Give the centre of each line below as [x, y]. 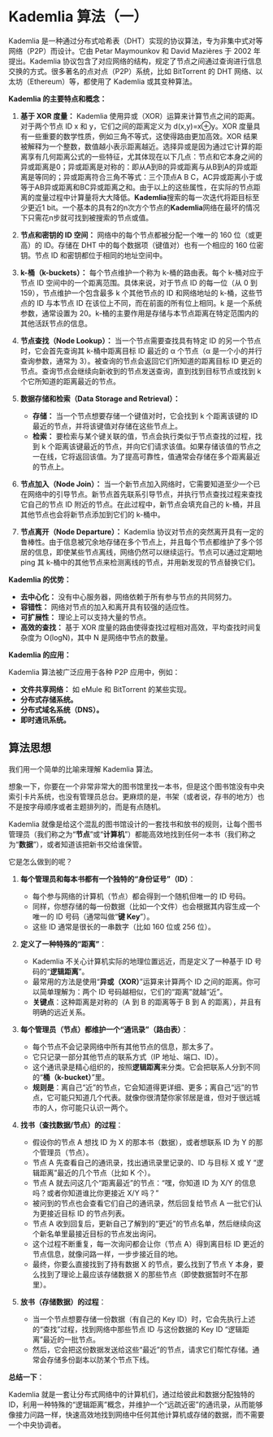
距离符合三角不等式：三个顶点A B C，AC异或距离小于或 [170, 176]
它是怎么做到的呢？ [41, 861]
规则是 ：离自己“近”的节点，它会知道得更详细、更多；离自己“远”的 [142, 1087]
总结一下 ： [26, 1377]
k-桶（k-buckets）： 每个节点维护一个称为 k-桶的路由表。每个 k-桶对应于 [142, 272]
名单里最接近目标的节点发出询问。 [104, 1234]
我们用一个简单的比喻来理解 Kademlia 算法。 [83, 769]
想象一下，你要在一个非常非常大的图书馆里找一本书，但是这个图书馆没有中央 [136, 786]
